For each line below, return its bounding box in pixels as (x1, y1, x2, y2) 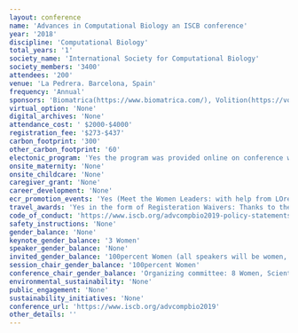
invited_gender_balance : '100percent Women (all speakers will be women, (9, 252, 288, 262)
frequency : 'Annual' (9, 87, 86, 96)
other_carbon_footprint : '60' (9, 145, 122, 154)
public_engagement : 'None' (9, 285, 109, 294)
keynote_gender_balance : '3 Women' (9, 236, 141, 245)
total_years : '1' (9, 46, 74, 55)
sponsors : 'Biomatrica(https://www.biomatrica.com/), (9, 95, 213, 105)
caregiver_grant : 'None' (9, 178, 101, 187)
